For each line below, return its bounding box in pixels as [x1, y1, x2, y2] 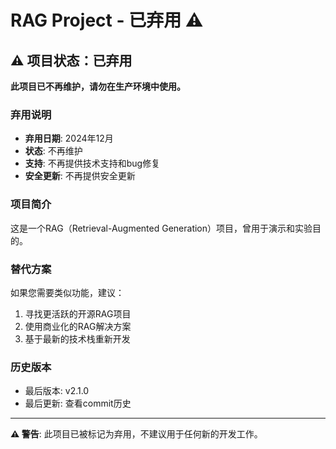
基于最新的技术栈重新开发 [24, 332, 131, 345]
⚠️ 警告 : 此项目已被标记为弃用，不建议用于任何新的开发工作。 [10, 428, 263, 440]
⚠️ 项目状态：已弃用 [10, 52, 133, 69]
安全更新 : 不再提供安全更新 [24, 170, 136, 182]
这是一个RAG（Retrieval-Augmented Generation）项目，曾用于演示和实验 [10, 222, 313, 234]
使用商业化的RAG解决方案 [24, 320, 132, 332]
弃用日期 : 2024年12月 [24, 132, 114, 145]
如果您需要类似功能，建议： [10, 286, 125, 298]
